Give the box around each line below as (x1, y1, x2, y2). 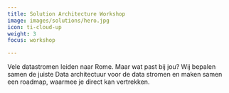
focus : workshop (7, 37, 55, 44)
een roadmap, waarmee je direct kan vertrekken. (7, 77, 150, 86)
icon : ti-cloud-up (7, 23, 62, 31)
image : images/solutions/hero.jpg (7, 17, 110, 24)
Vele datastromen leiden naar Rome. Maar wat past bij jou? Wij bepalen (7, 62, 216, 71)
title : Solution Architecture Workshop (7, 10, 126, 18)
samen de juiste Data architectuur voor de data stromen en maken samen (7, 70, 223, 79)
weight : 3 (7, 30, 37, 38)
